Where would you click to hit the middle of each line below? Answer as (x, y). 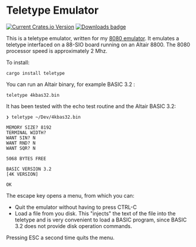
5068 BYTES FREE (26, 159)
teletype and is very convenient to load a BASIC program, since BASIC (101, 220)
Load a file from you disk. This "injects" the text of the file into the (95, 213)
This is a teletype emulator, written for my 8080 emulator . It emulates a (93, 38)
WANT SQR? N (21, 148)
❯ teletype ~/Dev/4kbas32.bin (44, 117)
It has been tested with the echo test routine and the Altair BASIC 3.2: (91, 106)
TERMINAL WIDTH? (26, 132)
